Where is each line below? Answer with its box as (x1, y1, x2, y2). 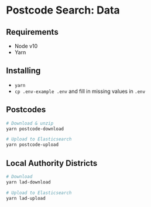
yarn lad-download (6, 179, 51, 185)
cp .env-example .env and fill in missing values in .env (14, 88, 146, 95)
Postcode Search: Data (6, 4, 120, 17)
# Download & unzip (6, 120, 54, 126)
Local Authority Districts (6, 158, 98, 168)
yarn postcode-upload (6, 142, 59, 148)
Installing (6, 66, 41, 76)
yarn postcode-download (6, 126, 64, 132)
